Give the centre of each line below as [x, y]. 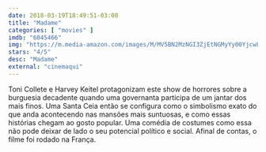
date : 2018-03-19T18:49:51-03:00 [63, 15]
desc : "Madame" [33, 60]
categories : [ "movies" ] [51, 30]
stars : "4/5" [30, 52]
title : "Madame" [35, 23]
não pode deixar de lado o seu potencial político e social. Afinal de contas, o [133, 131]
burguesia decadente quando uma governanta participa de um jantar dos [127, 97]
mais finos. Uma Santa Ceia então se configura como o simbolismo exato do [133, 106]
